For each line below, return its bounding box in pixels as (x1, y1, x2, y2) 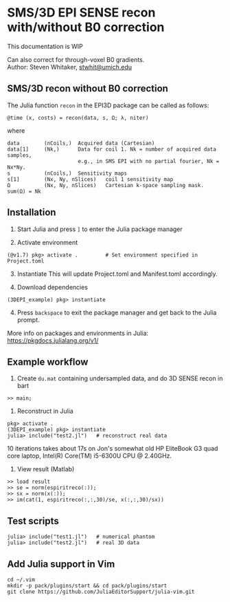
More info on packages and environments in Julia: (7, 329, 149, 337)
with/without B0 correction (7, 19, 165, 35)
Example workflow (7, 356, 89, 367)
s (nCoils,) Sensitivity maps (7, 170, 128, 177)
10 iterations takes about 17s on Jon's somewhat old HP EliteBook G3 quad (7, 444, 218, 453)
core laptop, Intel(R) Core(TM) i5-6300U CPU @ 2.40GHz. (7, 452, 172, 460)
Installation (7, 206, 56, 218)
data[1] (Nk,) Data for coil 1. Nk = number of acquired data (7, 146, 216, 153)
